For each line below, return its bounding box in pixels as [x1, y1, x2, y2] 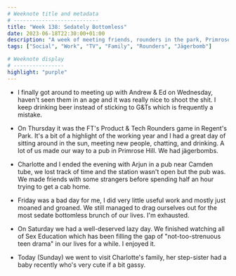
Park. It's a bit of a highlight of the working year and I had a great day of [17, 131, 226, 140]
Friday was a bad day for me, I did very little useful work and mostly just [17, 196, 226, 204]
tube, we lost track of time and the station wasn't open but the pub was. [17, 167, 226, 176]
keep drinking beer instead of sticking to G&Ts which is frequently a [17, 103, 214, 111]
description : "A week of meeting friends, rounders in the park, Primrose [7, 37, 231, 44]
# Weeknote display [7, 55, 65, 63]
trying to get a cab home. [17, 182, 91, 190]
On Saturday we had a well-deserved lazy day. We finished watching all [17, 224, 225, 232]
